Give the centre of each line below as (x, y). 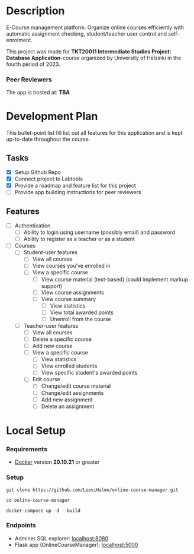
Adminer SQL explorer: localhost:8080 (61, 538)
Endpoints (21, 525)
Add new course (52, 346)
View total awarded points (82, 312)
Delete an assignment (68, 406)
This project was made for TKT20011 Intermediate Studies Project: (89, 51)
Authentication (33, 226)
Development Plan (52, 116)
